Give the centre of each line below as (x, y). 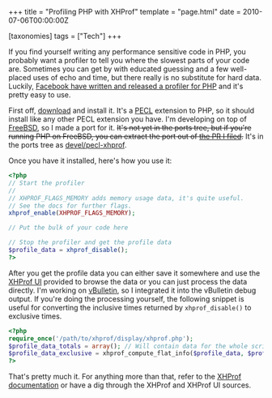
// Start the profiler (47, 183)
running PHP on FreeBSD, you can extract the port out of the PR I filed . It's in (136, 136)
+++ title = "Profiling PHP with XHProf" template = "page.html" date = (125, 12)
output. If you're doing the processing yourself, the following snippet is (126, 298)
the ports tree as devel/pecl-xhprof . (68, 145)
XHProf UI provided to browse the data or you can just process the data (128, 281)
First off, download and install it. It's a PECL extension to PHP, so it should (132, 110)
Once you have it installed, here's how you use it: (90, 160)
